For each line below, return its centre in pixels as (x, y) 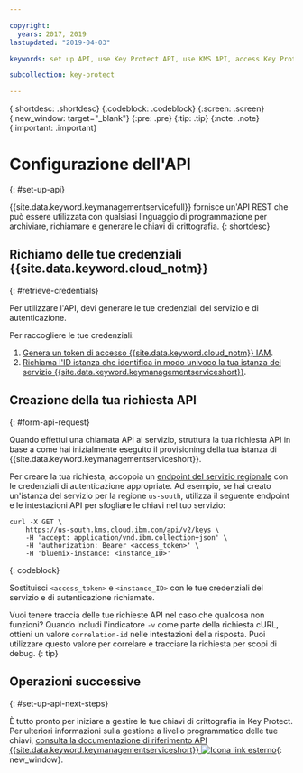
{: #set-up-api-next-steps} (59, 703)
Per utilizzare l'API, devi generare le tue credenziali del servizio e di (134, 307)
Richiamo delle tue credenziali (96, 255)
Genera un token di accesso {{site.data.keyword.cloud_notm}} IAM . (147, 353)
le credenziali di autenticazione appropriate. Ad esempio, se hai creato (140, 485)
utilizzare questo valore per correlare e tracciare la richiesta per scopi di (143, 644)
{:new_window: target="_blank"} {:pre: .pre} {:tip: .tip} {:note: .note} (134, 118)
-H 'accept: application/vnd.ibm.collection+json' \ (127, 537)
